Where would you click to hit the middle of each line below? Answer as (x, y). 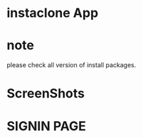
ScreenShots (46, 94)
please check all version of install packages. (71, 65)
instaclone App (53, 13)
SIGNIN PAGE (46, 126)
